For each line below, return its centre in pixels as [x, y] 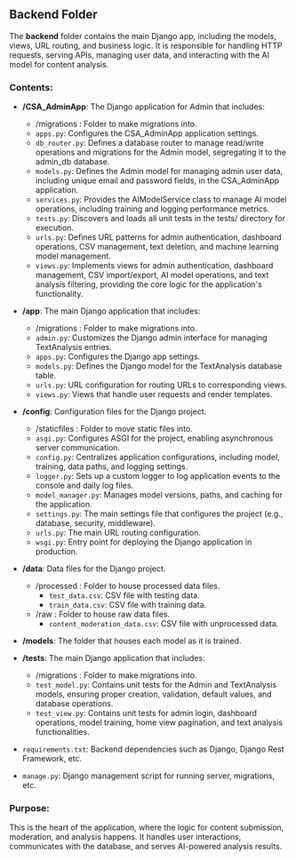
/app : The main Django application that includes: [111, 311]
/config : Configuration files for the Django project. [114, 411]
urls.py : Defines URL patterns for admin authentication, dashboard [158, 237]
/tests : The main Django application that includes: [114, 658]
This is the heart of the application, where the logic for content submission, [147, 828]
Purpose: [30, 808]
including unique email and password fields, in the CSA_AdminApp [157, 180]
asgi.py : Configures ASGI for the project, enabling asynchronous [154, 438]
